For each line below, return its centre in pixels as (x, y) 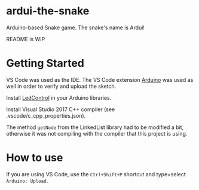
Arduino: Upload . (27, 180)
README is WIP (26, 39)
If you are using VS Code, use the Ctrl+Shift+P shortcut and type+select (96, 174)
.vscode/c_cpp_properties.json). (46, 115)
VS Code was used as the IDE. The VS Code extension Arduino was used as (100, 79)
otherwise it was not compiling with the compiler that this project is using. (97, 133)
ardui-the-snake (48, 11)
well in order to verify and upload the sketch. (61, 86)
